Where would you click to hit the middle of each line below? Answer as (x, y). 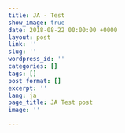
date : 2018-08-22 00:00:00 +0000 (63, 30)
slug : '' (22, 52)
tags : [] (22, 74)
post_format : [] (35, 81)
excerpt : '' (28, 88)
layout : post (29, 37)
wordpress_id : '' (37, 59)
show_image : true (37, 23)
